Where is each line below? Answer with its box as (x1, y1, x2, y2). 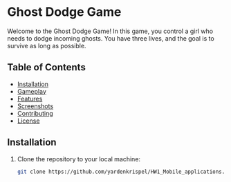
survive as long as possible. (7, 41, 86, 50)
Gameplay (17, 87, 47, 95)
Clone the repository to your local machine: (17, 154, 140, 163)
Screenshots (17, 101, 54, 110)
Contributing (17, 109, 53, 117)
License (17, 117, 40, 125)
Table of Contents (7, 61, 86, 73)
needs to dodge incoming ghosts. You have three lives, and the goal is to (7, 34, 214, 42)
